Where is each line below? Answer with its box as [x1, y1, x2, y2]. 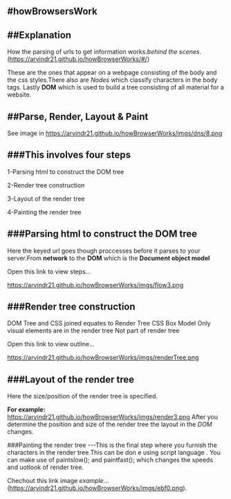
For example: [7, 405, 46, 414]
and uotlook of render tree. [7, 463, 84, 471]
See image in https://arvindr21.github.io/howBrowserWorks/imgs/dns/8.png [7, 129, 223, 137]
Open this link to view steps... [7, 267, 91, 276]
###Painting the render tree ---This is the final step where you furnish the [7, 441, 218, 450]
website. [7, 90, 32, 99]
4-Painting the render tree [7, 208, 82, 216]
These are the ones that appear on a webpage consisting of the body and [7, 69, 217, 77]
